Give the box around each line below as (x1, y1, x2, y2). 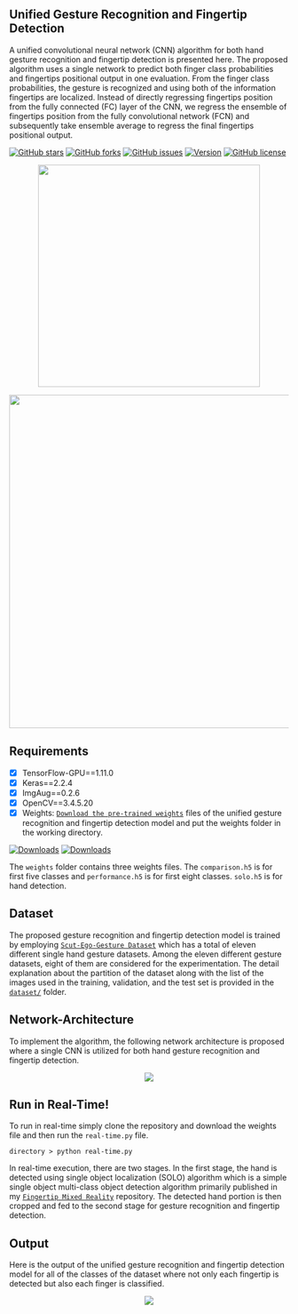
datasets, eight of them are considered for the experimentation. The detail (9, 957, 279, 968)
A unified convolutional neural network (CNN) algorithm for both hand (9, 44, 264, 55)
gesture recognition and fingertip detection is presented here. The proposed (9, 53, 288, 65)
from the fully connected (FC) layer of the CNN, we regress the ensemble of (9, 101, 287, 112)
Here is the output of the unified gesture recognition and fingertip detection (9, 1260, 286, 1270)
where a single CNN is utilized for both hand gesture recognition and (9, 1045, 260, 1056)
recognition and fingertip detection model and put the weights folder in (21, 817, 281, 828)
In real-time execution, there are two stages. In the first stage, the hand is (9, 1163, 278, 1174)
